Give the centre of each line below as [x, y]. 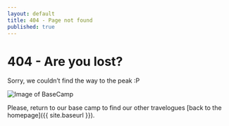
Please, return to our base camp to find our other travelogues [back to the [114, 108]
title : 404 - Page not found [50, 20]
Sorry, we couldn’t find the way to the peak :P [74, 80]
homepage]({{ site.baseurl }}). [51, 115]
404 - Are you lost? [65, 61]
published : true [31, 27]
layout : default [31, 14]
